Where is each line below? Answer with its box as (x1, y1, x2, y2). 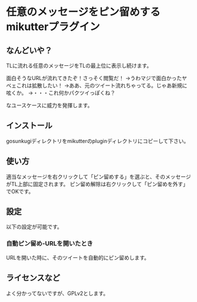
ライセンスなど (6, 273, 61, 283)
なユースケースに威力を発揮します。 (6, 102, 93, 109)
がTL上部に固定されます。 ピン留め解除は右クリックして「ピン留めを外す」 (6, 180, 189, 187)
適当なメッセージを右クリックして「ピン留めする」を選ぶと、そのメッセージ (6, 173, 191, 180)
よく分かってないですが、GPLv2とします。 (6, 290, 109, 297)
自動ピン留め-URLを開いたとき (6, 240, 93, 248)
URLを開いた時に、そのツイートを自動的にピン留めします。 (6, 254, 150, 261)
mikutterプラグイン (6, 20, 100, 34)
